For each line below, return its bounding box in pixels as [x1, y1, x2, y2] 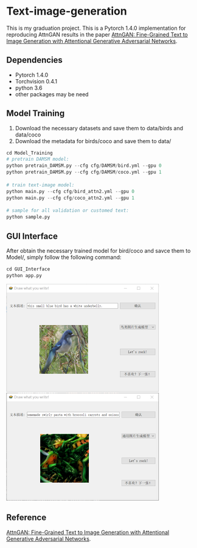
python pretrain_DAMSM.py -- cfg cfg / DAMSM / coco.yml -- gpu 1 [6, 169, 162, 175]
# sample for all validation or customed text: [6, 208, 130, 214]
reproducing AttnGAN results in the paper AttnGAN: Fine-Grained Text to [6, 30, 188, 38]
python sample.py [6, 214, 50, 220]
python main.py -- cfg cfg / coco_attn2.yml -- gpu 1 [6, 195, 135, 201]
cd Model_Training [6, 150, 53, 156]
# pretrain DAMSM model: [6, 156, 69, 163]
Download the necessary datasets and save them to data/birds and [15, 124, 184, 132]
